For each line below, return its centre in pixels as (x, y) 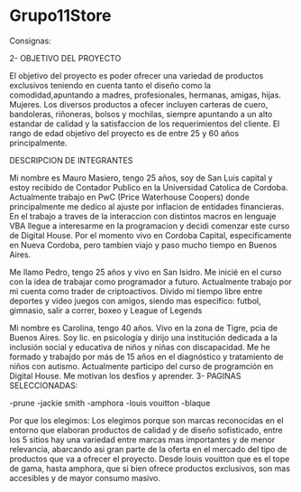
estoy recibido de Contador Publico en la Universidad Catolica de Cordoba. (149, 187)
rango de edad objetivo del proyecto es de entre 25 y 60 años (124, 133)
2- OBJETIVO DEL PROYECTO (65, 58)
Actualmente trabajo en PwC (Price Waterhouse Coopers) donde (129, 197)
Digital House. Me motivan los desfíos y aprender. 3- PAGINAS (125, 376)
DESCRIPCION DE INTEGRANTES (71, 160)
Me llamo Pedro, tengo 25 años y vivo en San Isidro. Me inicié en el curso (146, 272)
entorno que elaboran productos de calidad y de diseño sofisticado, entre (146, 430)
